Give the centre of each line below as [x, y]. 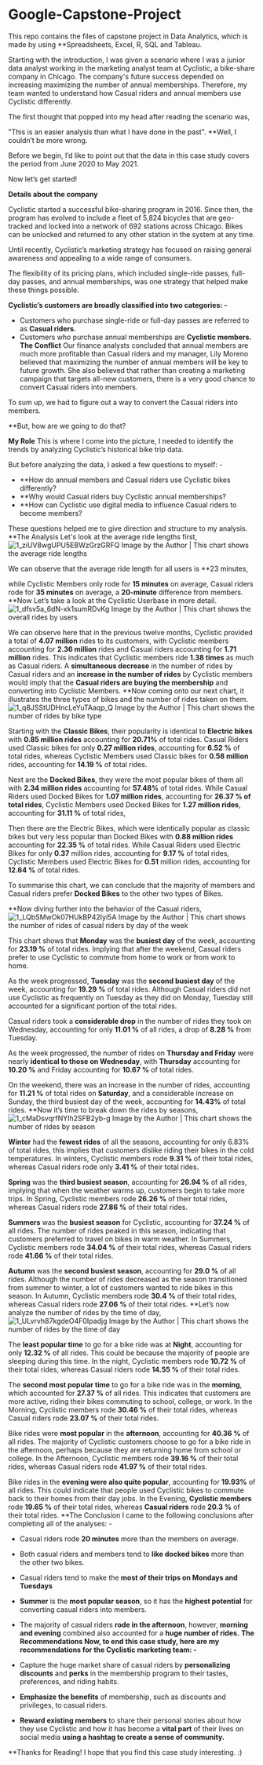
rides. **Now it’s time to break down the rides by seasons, [103, 1109]
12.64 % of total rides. [44, 870]
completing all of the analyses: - [60, 1523]
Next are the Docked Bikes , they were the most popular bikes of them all [126, 780]
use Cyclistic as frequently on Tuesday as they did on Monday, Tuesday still [131, 997]
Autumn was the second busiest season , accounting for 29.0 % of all [122, 1270]
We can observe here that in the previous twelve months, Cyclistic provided [130, 632]
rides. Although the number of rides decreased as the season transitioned [128, 1279]
